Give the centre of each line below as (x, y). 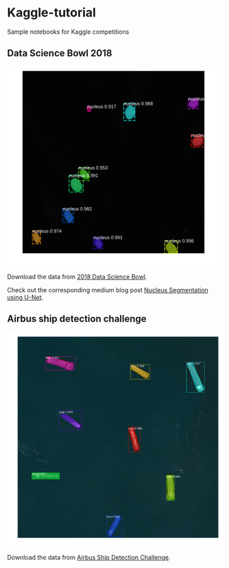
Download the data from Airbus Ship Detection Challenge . (89, 557)
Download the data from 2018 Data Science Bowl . (77, 276)
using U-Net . (25, 297)
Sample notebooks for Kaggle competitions (68, 32)
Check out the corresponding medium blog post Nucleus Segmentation (108, 290)
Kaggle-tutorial (51, 13)
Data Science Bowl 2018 (60, 53)
